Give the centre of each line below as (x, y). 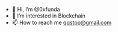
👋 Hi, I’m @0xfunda (36, 9)
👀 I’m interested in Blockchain (48, 16)
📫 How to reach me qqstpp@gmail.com (62, 22)
